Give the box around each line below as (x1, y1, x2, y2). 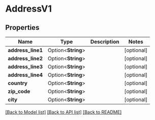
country (8, 79, 28, 87)
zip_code (8, 88, 30, 95)
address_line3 (8, 63, 43, 70)
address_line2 (8, 55, 43, 62)
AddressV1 (5, 3, 52, 15)
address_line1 (8, 47, 43, 54)
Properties (5, 23, 40, 32)
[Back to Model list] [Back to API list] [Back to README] (5, 109, 122, 115)
